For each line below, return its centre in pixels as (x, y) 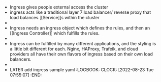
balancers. (20, 59)
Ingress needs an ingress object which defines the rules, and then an (80, 28)
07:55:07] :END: (26, 75)
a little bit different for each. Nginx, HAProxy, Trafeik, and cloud (74, 49)
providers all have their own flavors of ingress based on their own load (81, 54)
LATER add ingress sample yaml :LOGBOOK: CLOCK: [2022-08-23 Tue (82, 70)
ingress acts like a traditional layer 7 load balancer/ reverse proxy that (80, 12)
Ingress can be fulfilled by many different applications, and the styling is (83, 43)
